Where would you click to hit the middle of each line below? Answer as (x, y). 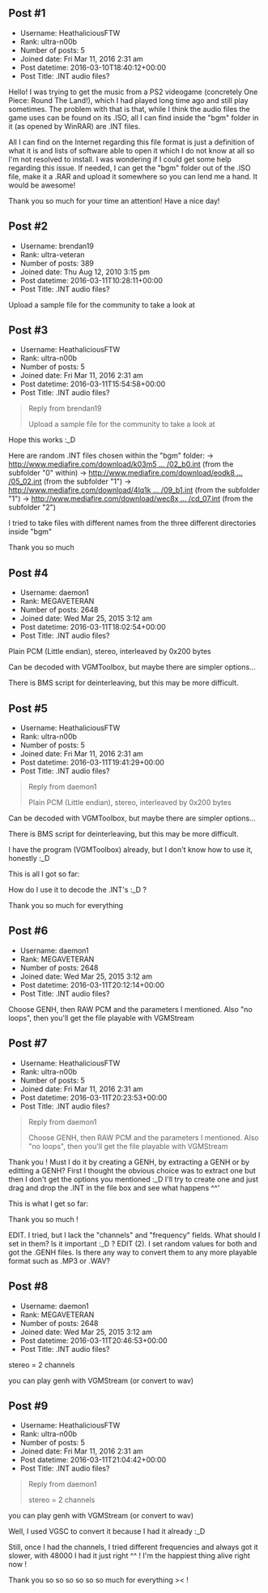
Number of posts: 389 (57, 263)
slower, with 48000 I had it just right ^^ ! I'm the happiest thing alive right (130, 1556)
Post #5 (28, 708)
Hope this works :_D (42, 440)
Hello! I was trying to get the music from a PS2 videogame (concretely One (133, 92)
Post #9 (28, 1406)
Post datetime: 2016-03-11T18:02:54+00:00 (93, 627)
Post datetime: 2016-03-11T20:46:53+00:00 (94, 1340)
